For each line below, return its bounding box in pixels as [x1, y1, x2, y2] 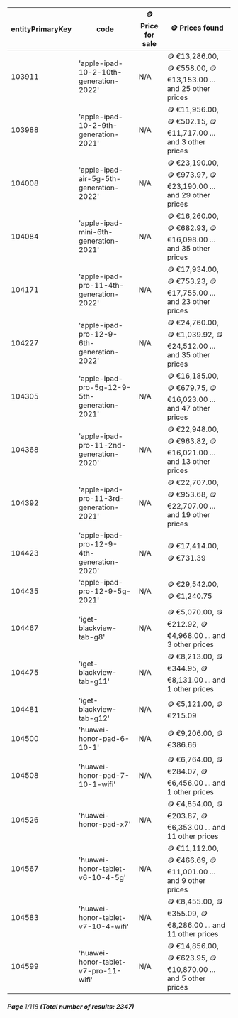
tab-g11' [78, 676, 110, 686]
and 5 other [166, 973, 206, 983]
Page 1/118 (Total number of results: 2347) [7, 1002, 135, 1011]
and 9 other [166, 876, 206, 885]
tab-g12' [78, 713, 110, 723]
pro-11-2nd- [78, 440, 126, 450]
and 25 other [166, 84, 210, 93]
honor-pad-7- [78, 771, 130, 780]
